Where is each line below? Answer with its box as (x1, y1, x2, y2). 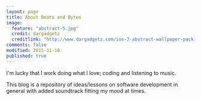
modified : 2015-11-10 (6, 48, 60, 54)
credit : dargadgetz (11, 31, 60, 37)
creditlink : (11, 36, 42, 42)
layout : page (6, 8, 39, 15)
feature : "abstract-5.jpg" (11, 25, 79, 32)
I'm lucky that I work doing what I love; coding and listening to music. (6, 69, 176, 76)
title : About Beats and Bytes (6, 14, 82, 20)
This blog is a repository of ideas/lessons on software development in (6, 81, 178, 88)
